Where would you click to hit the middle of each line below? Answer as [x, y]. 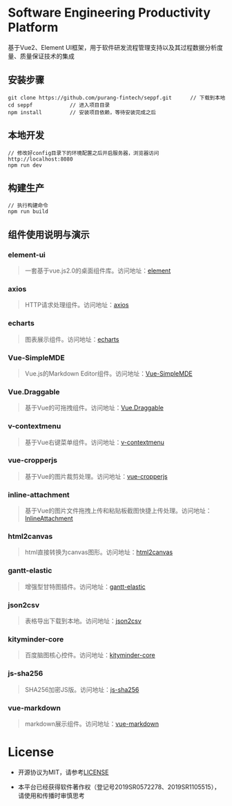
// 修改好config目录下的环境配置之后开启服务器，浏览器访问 [84, 153]
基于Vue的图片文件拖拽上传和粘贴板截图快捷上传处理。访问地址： [118, 511]
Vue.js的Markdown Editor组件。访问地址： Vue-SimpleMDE [108, 373]
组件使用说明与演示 [49, 234]
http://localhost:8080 [40, 159]
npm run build [28, 212]
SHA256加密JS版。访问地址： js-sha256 [82, 689]
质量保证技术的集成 [47, 56]
